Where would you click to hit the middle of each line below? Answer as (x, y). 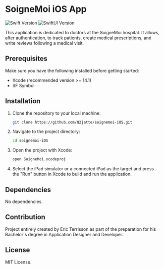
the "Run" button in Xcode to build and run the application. (72, 174)
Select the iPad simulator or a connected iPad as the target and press (83, 169)
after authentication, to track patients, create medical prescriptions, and (78, 38)
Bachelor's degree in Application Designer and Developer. (64, 234)
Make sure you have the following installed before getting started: (72, 70)
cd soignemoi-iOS (30, 141)
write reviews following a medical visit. (45, 43)
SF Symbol (23, 85)
